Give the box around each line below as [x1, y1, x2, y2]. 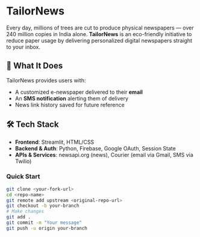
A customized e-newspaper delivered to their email [14, 88, 143, 96]
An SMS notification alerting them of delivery [14, 94, 128, 102]
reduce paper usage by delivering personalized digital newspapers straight [6, 37, 193, 44]
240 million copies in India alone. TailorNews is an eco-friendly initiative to [6, 30, 192, 37]
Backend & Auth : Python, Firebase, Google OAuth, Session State [14, 144, 176, 152]
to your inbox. [6, 43, 41, 51]
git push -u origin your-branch [6, 225, 87, 231]
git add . [6, 214, 31, 220]
